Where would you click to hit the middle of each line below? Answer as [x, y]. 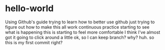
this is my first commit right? [34, 42]
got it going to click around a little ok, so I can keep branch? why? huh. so [80, 37]
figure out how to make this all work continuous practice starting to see [77, 27]
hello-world [30, 8]
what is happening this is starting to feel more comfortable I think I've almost [83, 32]
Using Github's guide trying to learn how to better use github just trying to [80, 22]
